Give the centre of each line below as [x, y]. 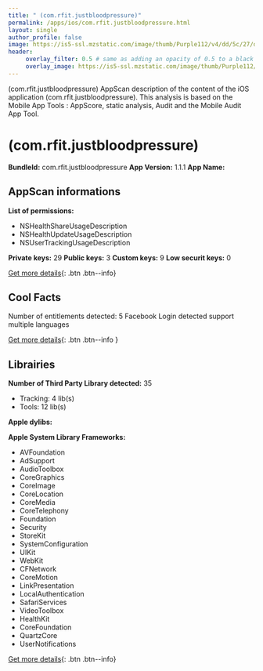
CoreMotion [39, 578]
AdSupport [37, 461]
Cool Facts [34, 297]
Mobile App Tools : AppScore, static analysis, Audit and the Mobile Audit [125, 105]
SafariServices [43, 602]
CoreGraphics [42, 477]
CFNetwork [38, 569]
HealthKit [34, 619]
